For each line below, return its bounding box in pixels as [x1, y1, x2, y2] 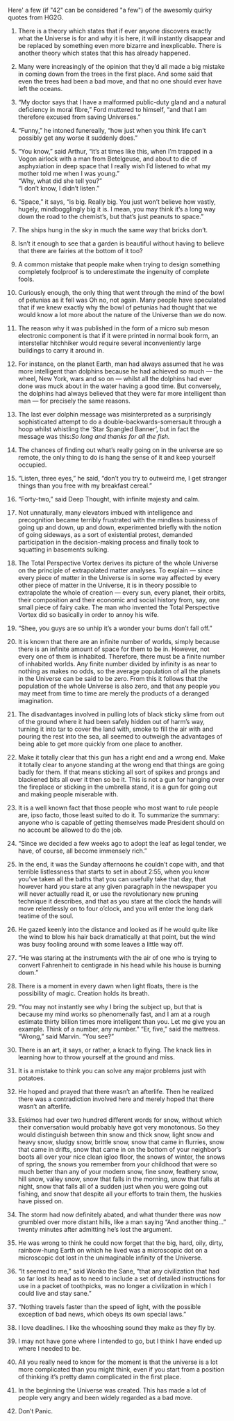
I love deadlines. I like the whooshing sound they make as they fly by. [17, 1324, 216, 1331]
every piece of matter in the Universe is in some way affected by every [17, 574, 221, 581]
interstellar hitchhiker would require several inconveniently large [17, 339, 201, 347]
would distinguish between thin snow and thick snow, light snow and [17, 1130, 215, 1139]
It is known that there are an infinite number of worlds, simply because [17, 638, 220, 645]
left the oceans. [17, 85, 63, 93]
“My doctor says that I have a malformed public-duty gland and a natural [17, 98, 226, 106]
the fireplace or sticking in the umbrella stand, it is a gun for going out [17, 782, 217, 791]
